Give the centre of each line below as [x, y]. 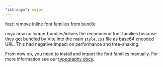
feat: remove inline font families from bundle [50, 24]
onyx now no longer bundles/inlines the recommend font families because [81, 33]
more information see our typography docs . [50, 59]
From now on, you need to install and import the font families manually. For [81, 54]
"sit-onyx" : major [24, 10]
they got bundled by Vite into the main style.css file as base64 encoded [80, 39]
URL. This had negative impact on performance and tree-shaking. [72, 44]
